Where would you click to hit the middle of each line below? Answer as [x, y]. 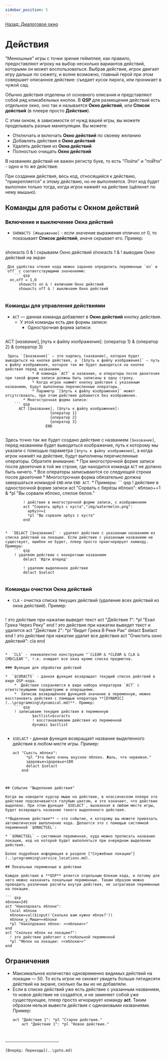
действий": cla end [25, 641]
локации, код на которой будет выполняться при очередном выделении [78, 840]
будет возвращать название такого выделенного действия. [66, 810]
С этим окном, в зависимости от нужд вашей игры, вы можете [72, 120]
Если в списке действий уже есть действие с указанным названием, [86, 989]
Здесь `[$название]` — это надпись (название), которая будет [73, 356]
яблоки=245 [16, 902]
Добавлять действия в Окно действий [54, 140]
